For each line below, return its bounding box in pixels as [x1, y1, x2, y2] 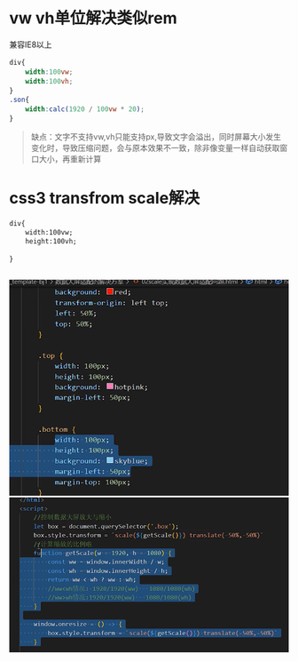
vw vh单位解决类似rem [9, 8, 177, 28]
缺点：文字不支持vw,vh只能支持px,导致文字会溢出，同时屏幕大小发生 [30, 132, 282, 142]
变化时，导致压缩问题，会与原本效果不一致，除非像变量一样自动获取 [30, 143, 280, 154]
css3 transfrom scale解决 [9, 188, 200, 209]
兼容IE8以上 [9, 39, 52, 50]
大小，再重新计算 [38, 154, 102, 164]
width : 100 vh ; [25, 76, 74, 85]
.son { [9, 95, 29, 105]
